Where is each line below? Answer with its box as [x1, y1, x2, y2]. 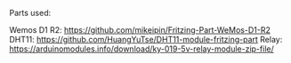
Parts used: [9, 8, 52, 18]
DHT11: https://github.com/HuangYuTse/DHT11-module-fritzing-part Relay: [9, 35, 283, 44]
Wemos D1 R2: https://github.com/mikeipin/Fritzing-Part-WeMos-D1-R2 [9, 25, 271, 35]
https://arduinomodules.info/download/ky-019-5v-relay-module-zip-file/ [9, 43, 274, 54]
